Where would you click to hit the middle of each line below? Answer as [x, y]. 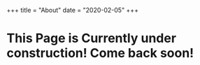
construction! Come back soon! [100, 53]
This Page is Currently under [91, 38]
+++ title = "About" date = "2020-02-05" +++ [73, 10]
